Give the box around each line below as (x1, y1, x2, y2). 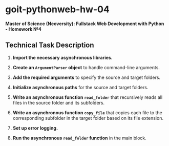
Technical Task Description (5, 41, 94, 50)
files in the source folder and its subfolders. (12, 99, 105, 106)
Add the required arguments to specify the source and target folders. (12, 74, 160, 80)
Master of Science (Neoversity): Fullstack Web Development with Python (5, 20, 164, 27)
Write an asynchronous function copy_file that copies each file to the (12, 109, 162, 116)
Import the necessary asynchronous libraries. (12, 54, 113, 60)
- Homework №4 (5, 26, 42, 32)
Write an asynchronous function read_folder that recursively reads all (12, 94, 163, 100)
